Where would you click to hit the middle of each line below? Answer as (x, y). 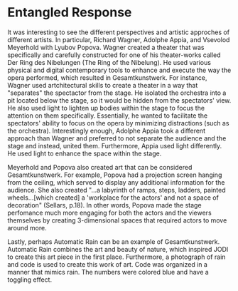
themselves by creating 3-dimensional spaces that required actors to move (117, 220)
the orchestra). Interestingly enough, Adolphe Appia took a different (107, 131)
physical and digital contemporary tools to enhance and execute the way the (119, 70)
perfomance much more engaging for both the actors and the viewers (109, 213)
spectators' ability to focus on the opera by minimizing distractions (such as (118, 123)
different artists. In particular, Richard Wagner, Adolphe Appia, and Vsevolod (119, 39)
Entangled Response (70, 12)
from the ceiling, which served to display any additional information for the (116, 182)
